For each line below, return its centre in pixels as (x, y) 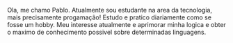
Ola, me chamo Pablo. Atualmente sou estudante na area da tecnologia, (110, 10)
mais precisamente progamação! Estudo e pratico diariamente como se (110, 17)
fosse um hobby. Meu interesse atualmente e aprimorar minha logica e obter (116, 25)
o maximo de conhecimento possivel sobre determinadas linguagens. (107, 32)
